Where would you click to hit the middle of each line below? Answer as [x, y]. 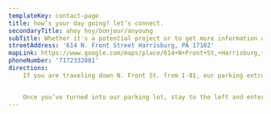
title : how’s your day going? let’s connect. [86, 23]
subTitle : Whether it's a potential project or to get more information [133, 38]
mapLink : [23, 53]
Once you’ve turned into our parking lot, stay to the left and [133, 97]
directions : [28, 68]
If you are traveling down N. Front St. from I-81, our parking [133, 75]
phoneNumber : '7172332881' [54, 61]
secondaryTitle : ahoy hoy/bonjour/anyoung [81, 31]
